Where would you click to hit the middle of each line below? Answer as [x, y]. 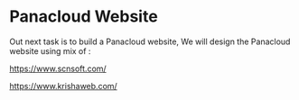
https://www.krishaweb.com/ [63, 86]
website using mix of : [50, 50]
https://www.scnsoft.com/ [58, 68]
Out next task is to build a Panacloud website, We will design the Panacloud [150, 41]
